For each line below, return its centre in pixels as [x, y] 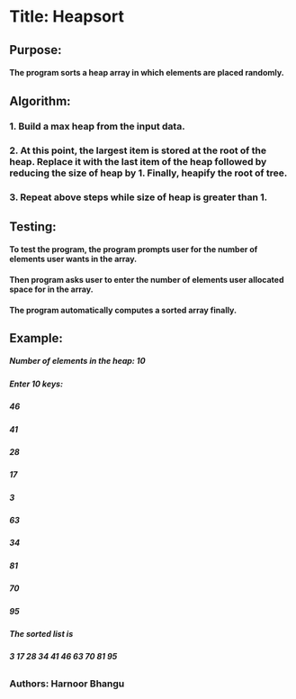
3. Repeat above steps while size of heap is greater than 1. [139, 197]
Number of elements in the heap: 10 [77, 361]
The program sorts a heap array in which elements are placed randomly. [147, 73]
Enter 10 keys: [36, 384]
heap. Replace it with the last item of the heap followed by [138, 162]
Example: [36, 338]
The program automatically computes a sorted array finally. [123, 310]
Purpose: [36, 50]
